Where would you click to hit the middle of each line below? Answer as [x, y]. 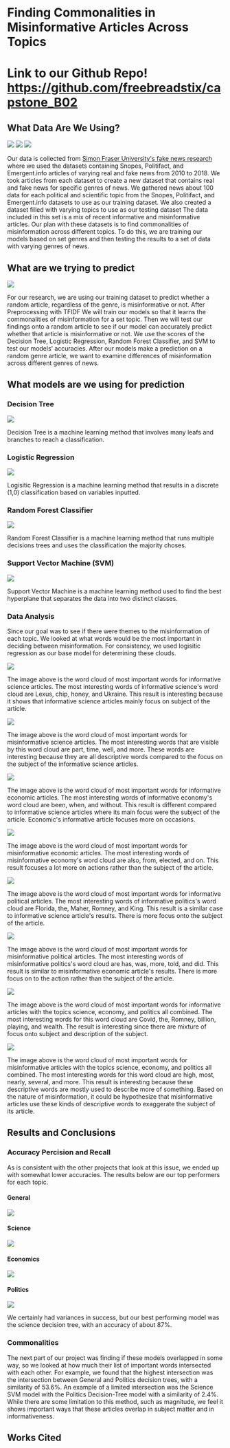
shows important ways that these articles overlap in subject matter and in [111, 1409]
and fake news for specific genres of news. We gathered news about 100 [111, 188]
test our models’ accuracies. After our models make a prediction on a [105, 348]
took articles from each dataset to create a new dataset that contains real [111, 181]
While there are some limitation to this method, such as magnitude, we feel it [115, 1401]
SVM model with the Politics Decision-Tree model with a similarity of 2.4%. [113, 1394]
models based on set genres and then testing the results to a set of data [109, 239]
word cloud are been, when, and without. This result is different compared [112, 804]
